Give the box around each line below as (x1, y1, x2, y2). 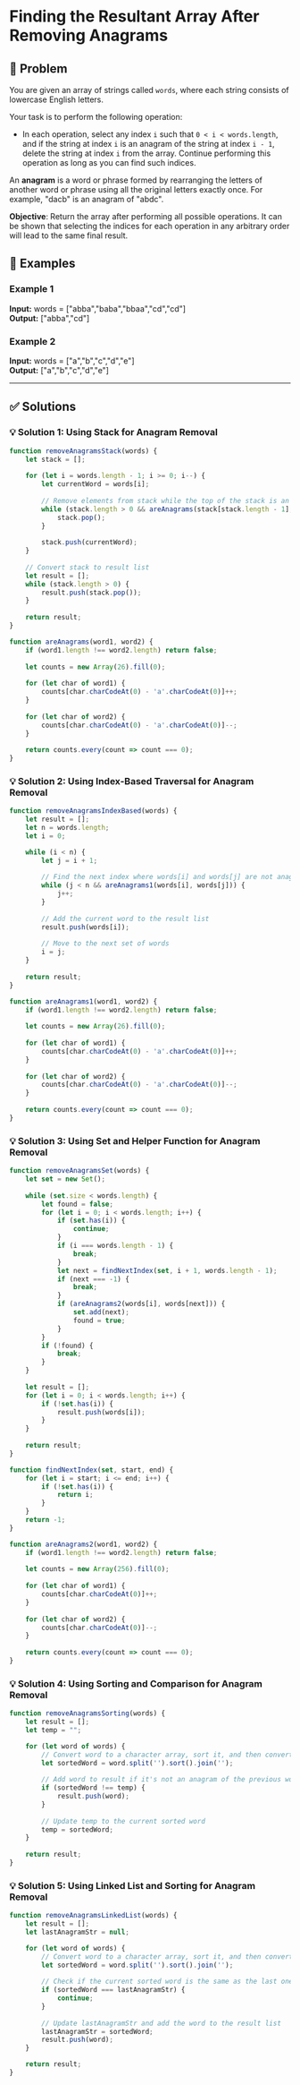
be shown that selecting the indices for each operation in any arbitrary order (9, 221, 290, 231)
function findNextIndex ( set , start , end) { (9, 1465, 174, 1474)
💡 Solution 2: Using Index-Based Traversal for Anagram (9, 774, 254, 787)
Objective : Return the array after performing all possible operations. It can (9, 211, 283, 221)
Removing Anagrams (9, 25, 168, 46)
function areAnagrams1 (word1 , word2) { (9, 996, 158, 1006)
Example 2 (9, 335, 56, 347)
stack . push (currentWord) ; (41, 538, 138, 547)
